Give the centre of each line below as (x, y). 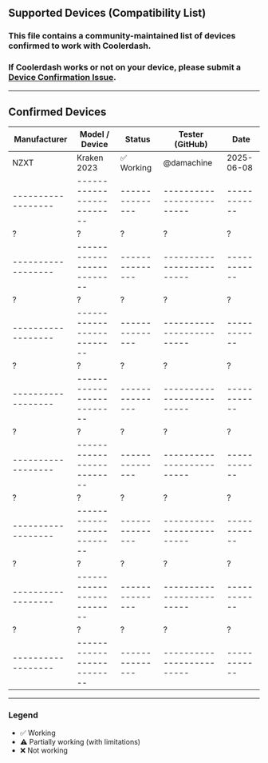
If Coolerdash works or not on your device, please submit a (125, 67)
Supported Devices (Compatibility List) (107, 13)
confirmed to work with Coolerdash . (80, 46)
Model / (95, 134)
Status (138, 139)
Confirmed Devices (57, 112)
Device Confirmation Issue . (63, 78)
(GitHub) (191, 145)
